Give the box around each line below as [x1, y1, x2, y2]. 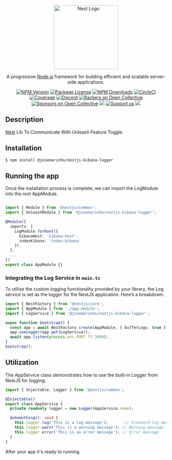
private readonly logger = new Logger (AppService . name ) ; [10, 406, 134, 411]
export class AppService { [5, 401, 63, 407]
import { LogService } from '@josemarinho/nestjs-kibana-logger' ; [5, 311, 150, 316]
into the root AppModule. [5, 190, 58, 197]
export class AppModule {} [5, 262, 63, 267]
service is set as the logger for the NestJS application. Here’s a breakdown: [5, 292, 164, 298]
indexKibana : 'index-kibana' [18, 238, 81, 243]
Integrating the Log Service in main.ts [5, 274, 101, 281]
